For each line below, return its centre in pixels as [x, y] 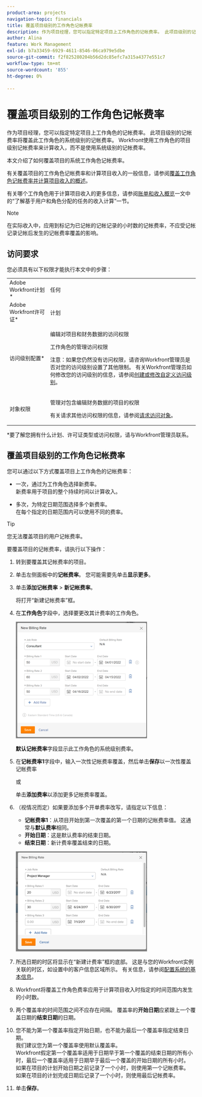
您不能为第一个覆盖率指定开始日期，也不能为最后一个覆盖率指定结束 [100, 1030]
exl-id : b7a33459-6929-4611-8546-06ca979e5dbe [66, 51]
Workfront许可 [27, 312]
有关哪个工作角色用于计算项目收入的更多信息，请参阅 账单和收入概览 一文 [96, 194]
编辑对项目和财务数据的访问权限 [90, 334]
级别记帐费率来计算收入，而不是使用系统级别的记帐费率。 [78, 148]
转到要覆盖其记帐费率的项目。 [52, 562]
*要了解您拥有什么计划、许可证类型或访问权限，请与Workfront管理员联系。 [100, 435]
